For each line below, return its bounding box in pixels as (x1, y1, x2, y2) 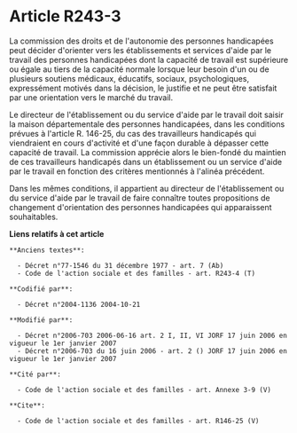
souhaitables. (9, 211, 59, 222)
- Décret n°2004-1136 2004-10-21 (17, 300, 141, 309)
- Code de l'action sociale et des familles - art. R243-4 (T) (17, 269, 255, 278)
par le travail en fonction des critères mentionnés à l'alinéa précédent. (9, 166, 265, 177)
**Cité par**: (9, 370, 62, 379)
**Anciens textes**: (9, 246, 86, 255)
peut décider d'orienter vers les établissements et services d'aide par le (9, 44, 272, 55)
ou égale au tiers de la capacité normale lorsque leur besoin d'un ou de (9, 64, 270, 75)
